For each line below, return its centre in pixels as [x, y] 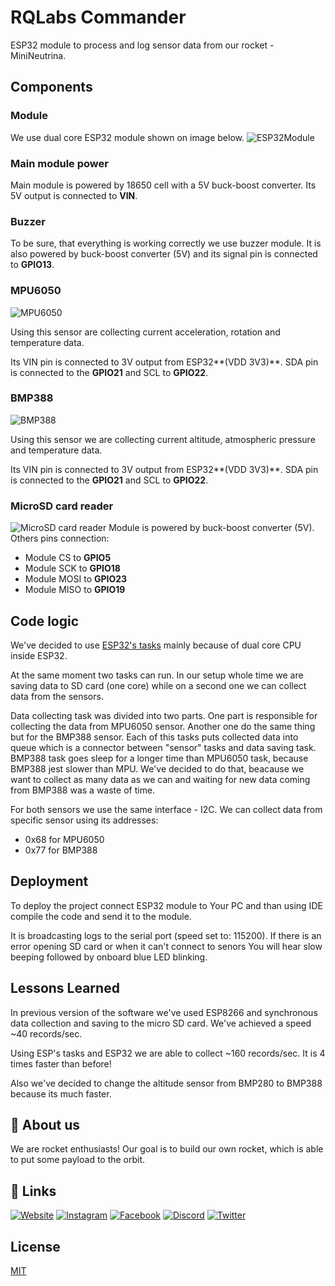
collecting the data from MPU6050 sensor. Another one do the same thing [163, 726]
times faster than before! [61, 1063]
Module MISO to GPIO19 [75, 590]
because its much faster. [61, 1093]
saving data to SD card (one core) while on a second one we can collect [158, 685]
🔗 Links [33, 1191]
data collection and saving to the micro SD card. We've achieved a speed [161, 1023]
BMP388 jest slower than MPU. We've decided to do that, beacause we [157, 768]
